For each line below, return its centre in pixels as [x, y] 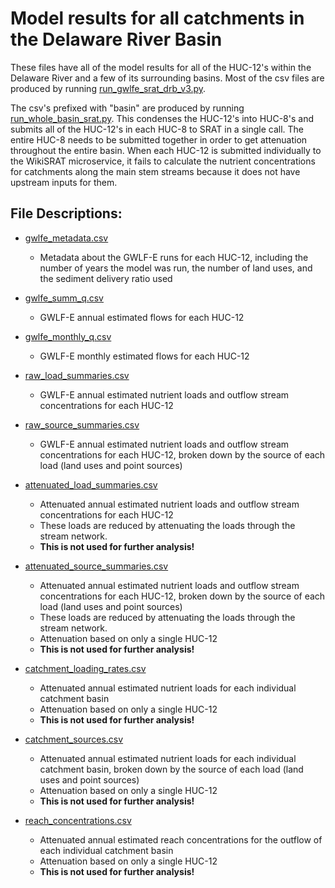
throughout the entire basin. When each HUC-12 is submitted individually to [166, 150]
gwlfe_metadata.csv [66, 238]
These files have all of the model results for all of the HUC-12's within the [161, 67]
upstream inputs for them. [64, 182]
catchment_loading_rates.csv [85, 668]
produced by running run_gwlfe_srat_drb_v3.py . [108, 88]
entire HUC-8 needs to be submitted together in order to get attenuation [159, 139]
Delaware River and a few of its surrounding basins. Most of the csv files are [167, 78]
